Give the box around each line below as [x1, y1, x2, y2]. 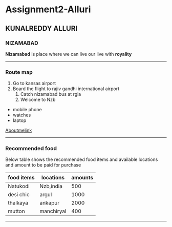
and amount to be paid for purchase [5, 162, 81, 168]
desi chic [8, 191, 30, 198]
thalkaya [8, 199, 28, 207]
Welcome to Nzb [20, 96, 56, 103]
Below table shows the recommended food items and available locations [5, 156, 158, 162]
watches [12, 112, 31, 118]
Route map [5, 68, 33, 75]
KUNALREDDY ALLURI [5, 24, 78, 33]
